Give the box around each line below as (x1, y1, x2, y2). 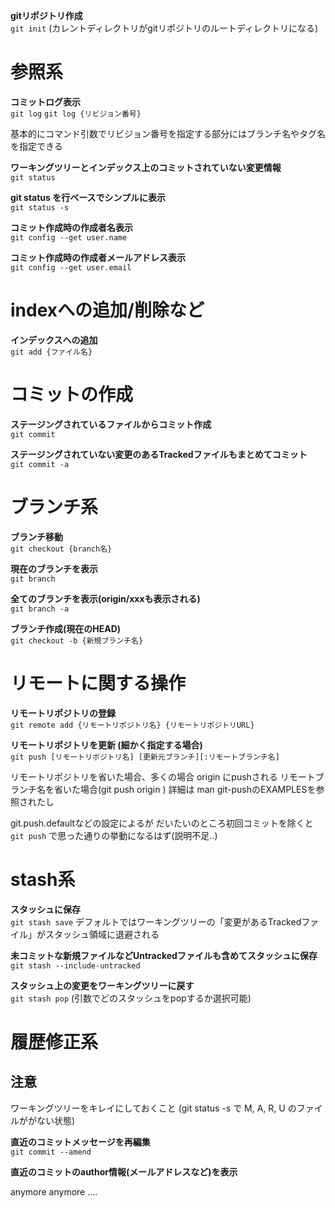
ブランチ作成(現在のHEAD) (10, 622, 122, 634)
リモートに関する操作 (10, 672, 187, 694)
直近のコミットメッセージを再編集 (10, 1135, 151, 1148)
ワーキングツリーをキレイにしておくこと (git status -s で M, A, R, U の (10, 1102, 297, 1114)
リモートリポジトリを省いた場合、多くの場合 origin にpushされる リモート (10, 770, 316, 783)
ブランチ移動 (10, 530, 63, 543)
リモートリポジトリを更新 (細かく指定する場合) (10, 739, 203, 751)
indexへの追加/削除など (10, 299, 205, 322)
